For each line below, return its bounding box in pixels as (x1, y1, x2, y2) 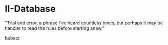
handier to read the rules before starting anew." (5, 25, 104, 31)
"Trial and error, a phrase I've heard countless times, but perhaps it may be (5, 20, 163, 26)
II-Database (5, 3, 56, 15)
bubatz (5, 35, 20, 41)
